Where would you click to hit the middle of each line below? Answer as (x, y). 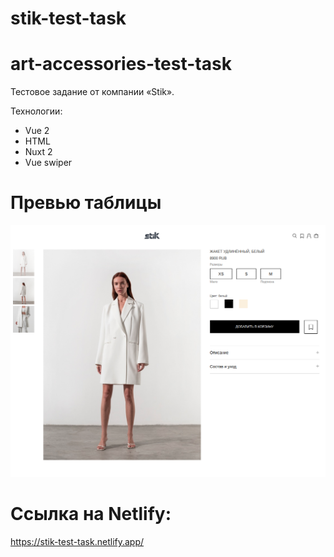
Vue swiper (48, 163)
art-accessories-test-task (121, 64)
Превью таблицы (86, 203)
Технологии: (36, 111)
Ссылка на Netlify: (91, 514)
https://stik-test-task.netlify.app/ (77, 542)
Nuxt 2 (38, 152)
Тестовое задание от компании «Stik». (92, 92)
